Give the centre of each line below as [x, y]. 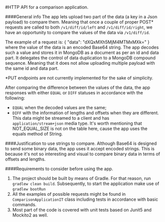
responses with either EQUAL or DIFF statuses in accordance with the [74, 93]
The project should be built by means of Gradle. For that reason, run [82, 178]
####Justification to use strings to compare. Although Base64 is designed [81, 143]
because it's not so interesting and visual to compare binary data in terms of [83, 154]
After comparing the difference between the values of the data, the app [78, 88]
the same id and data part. [32, 68]
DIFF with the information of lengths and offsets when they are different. [85, 113]
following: [15, 98]
